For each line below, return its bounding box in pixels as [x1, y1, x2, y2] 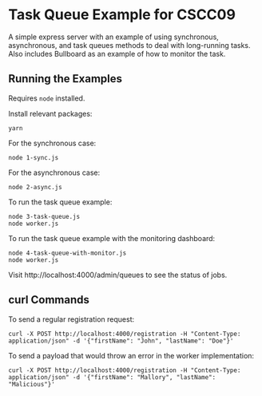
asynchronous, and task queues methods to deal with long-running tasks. [8, 40, 251, 49]
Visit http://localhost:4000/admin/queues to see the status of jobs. [8, 270, 228, 279]
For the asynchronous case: [8, 168, 101, 177]
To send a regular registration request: [8, 314, 134, 324]
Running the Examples [8, 72, 122, 85]
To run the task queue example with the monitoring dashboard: [8, 233, 216, 243]
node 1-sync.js [8, 153, 59, 161]
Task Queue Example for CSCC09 [8, 6, 236, 24]
